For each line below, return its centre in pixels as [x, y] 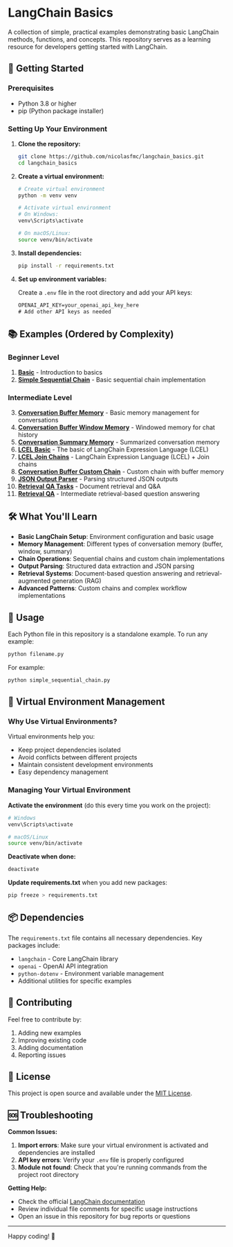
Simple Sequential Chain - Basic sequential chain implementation [112, 380]
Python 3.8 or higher [47, 103]
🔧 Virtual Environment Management [86, 702]
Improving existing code [52, 1040]
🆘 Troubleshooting [50, 1115]
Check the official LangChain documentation [81, 1202]
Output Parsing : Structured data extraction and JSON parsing [106, 566]
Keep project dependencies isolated [69, 750]
